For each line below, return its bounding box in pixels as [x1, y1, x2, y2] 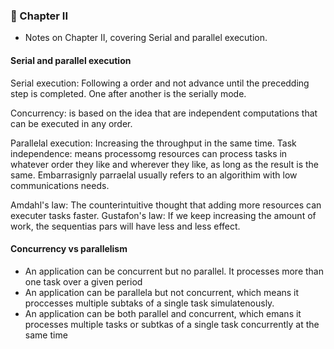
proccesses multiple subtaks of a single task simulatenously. [24, 297, 275, 309]
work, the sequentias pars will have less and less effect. [10, 220, 241, 232]
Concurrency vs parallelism [10, 243, 128, 255]
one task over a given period [24, 275, 143, 288]
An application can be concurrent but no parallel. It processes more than [24, 265, 324, 277]
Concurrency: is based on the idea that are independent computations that [10, 107, 318, 119]
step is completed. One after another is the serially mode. [10, 87, 247, 99]
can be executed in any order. [10, 117, 133, 129]
